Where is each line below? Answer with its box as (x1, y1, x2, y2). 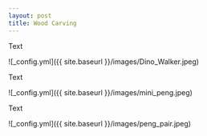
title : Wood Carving (8, 19, 78, 27)
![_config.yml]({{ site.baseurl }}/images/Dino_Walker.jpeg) (8, 57, 199, 66)
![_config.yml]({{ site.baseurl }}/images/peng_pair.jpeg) (8, 118, 191, 128)
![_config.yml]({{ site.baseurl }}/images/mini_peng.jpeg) (8, 87, 193, 97)
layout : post (8, 11, 52, 20)
